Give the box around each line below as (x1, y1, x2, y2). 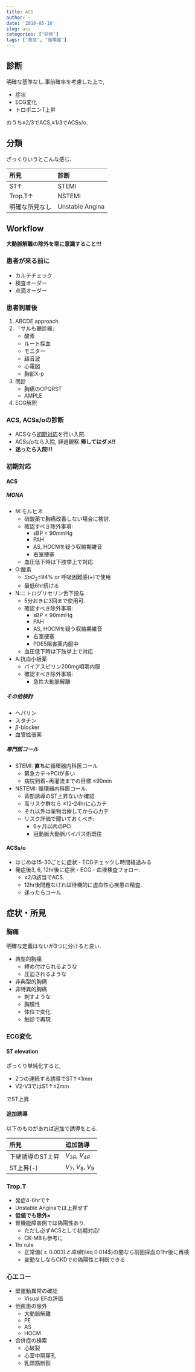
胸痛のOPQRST (24, 385, 62, 393)
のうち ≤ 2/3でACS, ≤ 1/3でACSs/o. (6, 118, 88, 126)
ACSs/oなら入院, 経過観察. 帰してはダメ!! (14, 438, 116, 445)
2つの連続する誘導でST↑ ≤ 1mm (14, 1075, 92, 1082)
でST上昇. (6, 1095, 31, 1102)
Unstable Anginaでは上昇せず (14, 1204, 89, 1212)
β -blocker (14, 723, 40, 731)
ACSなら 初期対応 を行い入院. (14, 430, 86, 438)
